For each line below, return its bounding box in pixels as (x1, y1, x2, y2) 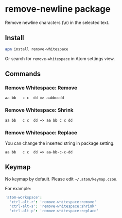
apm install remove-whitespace (5, 46, 69, 52)
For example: (5, 185, 32, 191)
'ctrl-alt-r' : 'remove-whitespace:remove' (9, 199, 97, 204)
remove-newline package (5, 3, 111, 15)
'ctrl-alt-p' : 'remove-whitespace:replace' (9, 209, 99, 214)
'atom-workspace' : (5, 195, 42, 200)
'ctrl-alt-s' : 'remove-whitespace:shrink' (9, 204, 97, 209)
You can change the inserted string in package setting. (5, 140, 115, 146)
